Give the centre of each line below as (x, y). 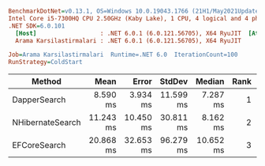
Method (46, 81)
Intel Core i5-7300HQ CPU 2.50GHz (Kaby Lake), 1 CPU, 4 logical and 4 (128, 18)
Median (210, 81)
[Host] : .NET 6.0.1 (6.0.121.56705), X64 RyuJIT (129, 33)
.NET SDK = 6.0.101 (37, 26)
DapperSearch (39, 100)
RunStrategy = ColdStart (45, 62)
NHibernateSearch (47, 123)
